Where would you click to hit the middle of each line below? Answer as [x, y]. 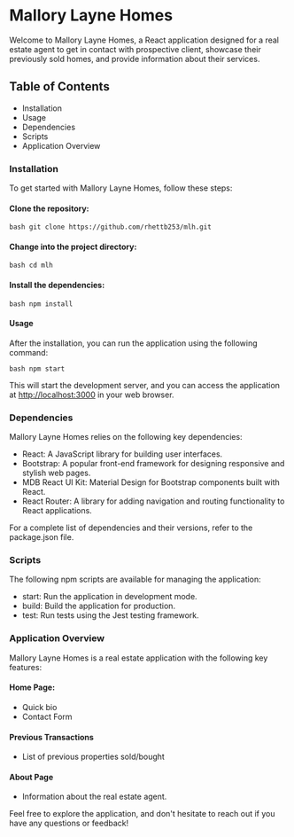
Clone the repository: [49, 208]
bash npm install [41, 304]
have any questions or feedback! [69, 823]
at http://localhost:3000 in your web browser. [92, 395]
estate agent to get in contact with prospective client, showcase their [135, 49]
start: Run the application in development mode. [109, 597]
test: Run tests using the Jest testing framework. [110, 615]
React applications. [57, 511]
